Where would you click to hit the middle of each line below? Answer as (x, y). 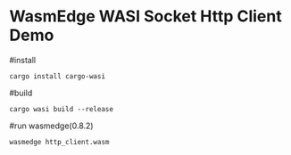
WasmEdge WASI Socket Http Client (146, 16)
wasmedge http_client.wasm (59, 142)
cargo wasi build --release (62, 109)
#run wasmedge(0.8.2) (51, 126)
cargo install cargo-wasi (57, 76)
